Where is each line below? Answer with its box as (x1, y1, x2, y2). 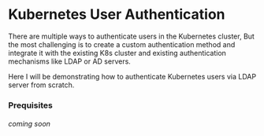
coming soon (8, 119, 51, 129)
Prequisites (8, 100, 53, 111)
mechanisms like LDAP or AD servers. (8, 57, 132, 66)
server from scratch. (8, 80, 75, 90)
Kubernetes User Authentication (8, 6, 226, 24)
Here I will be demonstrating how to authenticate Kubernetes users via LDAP (8, 72, 257, 81)
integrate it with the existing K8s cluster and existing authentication (8, 48, 227, 57)
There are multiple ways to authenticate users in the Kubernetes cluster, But (8, 31, 255, 41)
